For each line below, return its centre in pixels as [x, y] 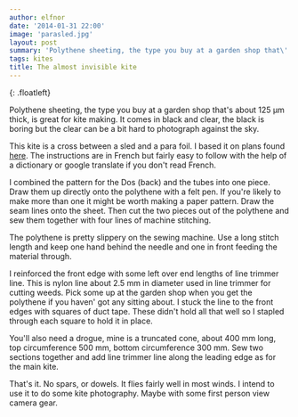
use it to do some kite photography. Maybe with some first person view [139, 393]
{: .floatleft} [30, 92]
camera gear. [33, 403]
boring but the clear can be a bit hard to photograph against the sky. [134, 128]
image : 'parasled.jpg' [51, 34]
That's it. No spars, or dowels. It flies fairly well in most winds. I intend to [142, 383]
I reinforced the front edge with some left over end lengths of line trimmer [144, 274]
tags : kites [31, 59]
